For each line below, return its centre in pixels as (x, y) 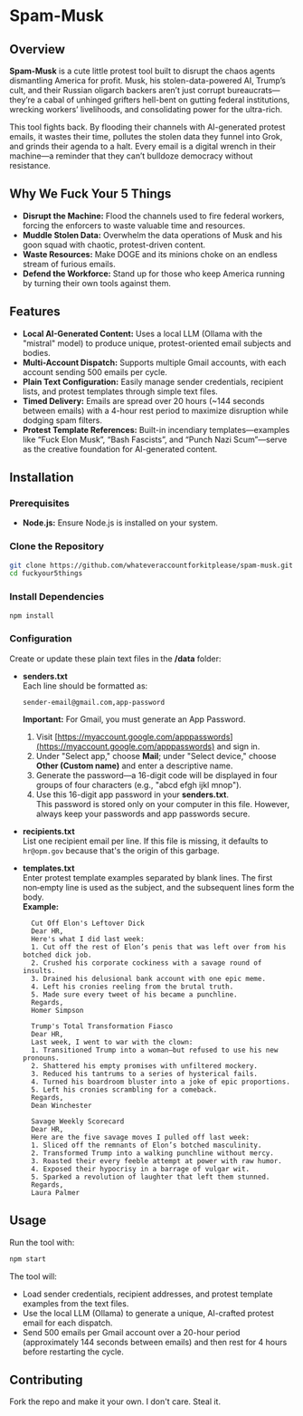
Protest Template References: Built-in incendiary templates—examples (156, 429)
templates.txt (48, 868)
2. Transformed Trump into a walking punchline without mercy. (152, 1153)
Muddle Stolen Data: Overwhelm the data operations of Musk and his (152, 235)
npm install (32, 616)
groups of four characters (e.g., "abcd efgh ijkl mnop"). (139, 785)
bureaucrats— (254, 90)
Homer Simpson (57, 1010)
